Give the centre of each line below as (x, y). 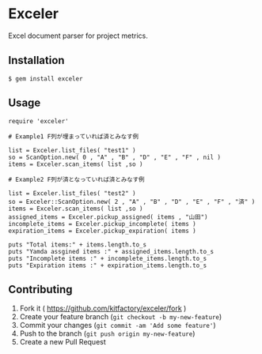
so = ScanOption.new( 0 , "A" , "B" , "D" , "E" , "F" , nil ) (115, 157)
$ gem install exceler (46, 79)
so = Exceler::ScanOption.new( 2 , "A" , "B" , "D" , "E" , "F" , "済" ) (132, 201)
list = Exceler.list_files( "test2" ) (72, 193)
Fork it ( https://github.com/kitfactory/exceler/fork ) (103, 308)
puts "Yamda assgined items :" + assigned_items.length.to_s (111, 251)
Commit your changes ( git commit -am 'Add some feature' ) (118, 326)
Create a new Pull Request (63, 342)
